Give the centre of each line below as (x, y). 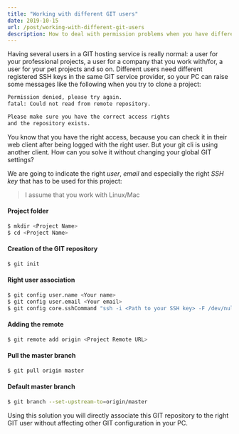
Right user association (41, 280)
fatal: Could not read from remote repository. (79, 104)
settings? (21, 159)
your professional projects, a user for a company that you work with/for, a (115, 62)
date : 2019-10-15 (33, 21)
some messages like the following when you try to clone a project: (104, 84)
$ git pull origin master (46, 371)
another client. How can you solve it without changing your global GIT (110, 152)
